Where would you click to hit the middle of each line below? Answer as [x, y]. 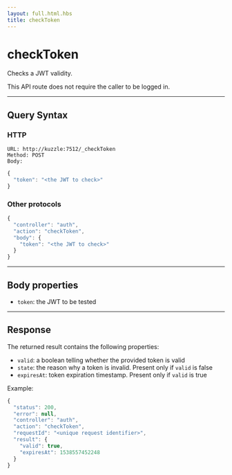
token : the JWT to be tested [57, 301]
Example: [20, 388]
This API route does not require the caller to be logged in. [89, 87]
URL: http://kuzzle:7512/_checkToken [61, 150]
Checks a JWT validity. [40, 73]
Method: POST [26, 155]
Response [29, 330]
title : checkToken [33, 20]
